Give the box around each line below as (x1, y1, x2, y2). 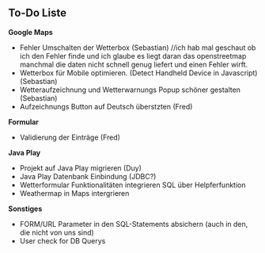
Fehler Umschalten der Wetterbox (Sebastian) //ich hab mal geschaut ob (19, 43, 256, 52)
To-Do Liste (8, 6, 67, 20)
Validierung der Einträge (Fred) (19, 132, 121, 142)
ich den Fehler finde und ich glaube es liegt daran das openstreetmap (19, 51, 247, 60)
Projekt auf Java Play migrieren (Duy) (19, 163, 142, 173)
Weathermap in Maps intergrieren (19, 188, 130, 197)
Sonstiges (8, 204, 43, 213)
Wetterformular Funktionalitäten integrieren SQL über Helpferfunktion (19, 180, 246, 190)
